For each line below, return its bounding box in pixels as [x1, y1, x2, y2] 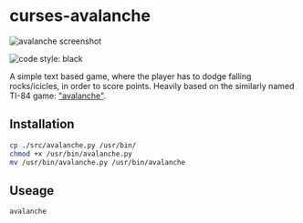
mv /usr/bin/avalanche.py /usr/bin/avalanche [9, 157, 185, 167]
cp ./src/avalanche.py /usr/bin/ [9, 140, 137, 150]
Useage [9, 183, 55, 198]
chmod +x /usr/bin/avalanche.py [9, 149, 132, 158]
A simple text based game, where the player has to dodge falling [9, 70, 252, 82]
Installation [9, 117, 75, 132]
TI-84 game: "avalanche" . [9, 90, 107, 101]
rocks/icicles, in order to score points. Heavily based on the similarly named [9, 80, 295, 91]
